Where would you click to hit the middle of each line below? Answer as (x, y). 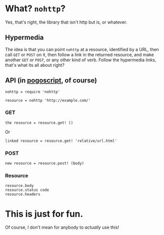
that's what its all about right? (35, 65)
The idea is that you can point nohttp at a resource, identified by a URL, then (82, 49)
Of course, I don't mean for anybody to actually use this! (62, 227)
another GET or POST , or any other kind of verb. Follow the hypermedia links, (81, 60)
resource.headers (23, 194)
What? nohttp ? (35, 9)
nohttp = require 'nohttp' (33, 92)
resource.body (20, 186)
